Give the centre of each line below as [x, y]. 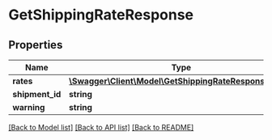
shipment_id [37, 94]
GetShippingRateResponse [101, 15]
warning [29, 107]
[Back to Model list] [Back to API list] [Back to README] [101, 127]
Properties [36, 45]
